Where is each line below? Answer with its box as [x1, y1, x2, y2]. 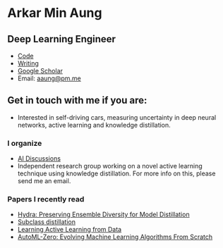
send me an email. [17, 177, 71, 185]
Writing [17, 59, 39, 68]
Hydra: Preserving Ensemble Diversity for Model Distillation [17, 210, 190, 219]
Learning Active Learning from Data [17, 225, 122, 234]
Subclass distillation [17, 218, 76, 226]
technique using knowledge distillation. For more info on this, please [17, 169, 216, 178]
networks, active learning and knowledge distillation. [17, 120, 171, 129]
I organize [7, 138, 42, 148]
